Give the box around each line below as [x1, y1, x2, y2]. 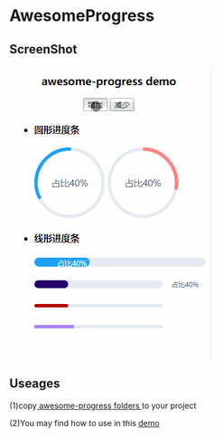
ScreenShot [9, 42, 78, 57]
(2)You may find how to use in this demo [9, 417, 160, 428]
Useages [9, 376, 60, 392]
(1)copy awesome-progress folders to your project [9, 400, 197, 411]
